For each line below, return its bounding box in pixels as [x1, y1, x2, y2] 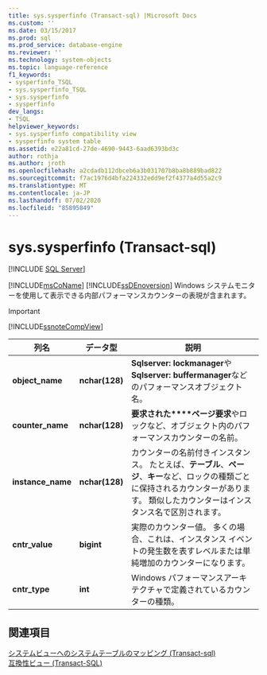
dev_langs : [8, 108, 44, 116]
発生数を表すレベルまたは [146, 545, 243, 557]
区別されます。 [170, 506, 226, 518]
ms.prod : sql [8, 33, 52, 42]
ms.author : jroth [8, 160, 66, 168]
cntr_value [12, 539, 53, 550]
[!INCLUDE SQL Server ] [8, 264, 86, 274]
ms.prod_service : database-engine [8, 41, 123, 49]
